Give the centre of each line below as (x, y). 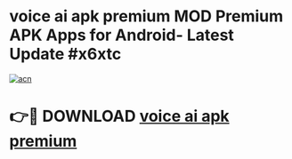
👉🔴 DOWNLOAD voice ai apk (119, 116)
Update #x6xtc (65, 54)
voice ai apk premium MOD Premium (146, 16)
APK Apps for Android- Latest (122, 35)
